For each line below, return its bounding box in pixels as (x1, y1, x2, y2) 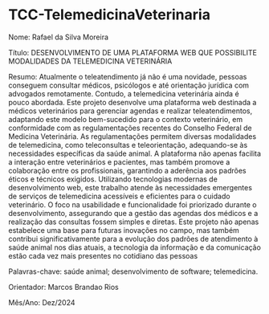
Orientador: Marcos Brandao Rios (8, 282, 119, 292)
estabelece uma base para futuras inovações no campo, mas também (8, 225, 239, 234)
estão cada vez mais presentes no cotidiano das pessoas (8, 251, 198, 260)
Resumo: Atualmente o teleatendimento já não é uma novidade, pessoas (8, 71, 247, 81)
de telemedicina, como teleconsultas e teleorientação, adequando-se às (8, 140, 248, 149)
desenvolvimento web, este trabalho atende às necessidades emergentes (8, 182, 253, 192)
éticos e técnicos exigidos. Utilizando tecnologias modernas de (8, 174, 218, 184)
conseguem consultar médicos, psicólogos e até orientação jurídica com (8, 80, 250, 90)
